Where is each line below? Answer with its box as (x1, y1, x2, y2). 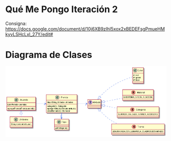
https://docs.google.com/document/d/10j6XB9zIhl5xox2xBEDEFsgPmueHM (5, 25, 165, 32)
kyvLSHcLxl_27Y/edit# (5, 31, 53, 37)
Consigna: (5, 20, 27, 26)
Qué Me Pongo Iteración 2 (5, 4, 118, 15)
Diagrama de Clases (5, 49, 93, 61)
